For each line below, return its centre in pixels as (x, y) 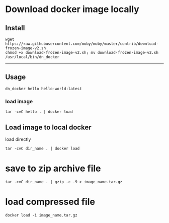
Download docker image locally (72, 9)
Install (15, 28)
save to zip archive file (53, 168)
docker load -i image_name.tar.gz (41, 215)
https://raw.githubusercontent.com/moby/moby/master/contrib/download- (82, 44)
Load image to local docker (48, 127)
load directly (18, 139)
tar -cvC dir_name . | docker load (43, 148)
